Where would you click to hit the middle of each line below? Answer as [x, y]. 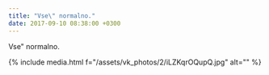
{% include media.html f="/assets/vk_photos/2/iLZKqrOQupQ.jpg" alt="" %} [135, 62]
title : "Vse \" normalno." [52, 16]
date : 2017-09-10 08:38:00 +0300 [65, 23]
